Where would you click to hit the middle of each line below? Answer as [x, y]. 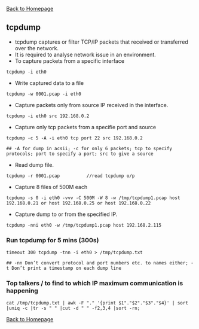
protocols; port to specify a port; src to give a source [80, 154]
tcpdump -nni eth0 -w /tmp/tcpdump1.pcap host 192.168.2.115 [84, 225]
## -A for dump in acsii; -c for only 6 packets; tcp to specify [89, 148]
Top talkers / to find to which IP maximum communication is [95, 284]
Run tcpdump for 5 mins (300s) [53, 240]
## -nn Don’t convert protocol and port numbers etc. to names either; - [100, 263]
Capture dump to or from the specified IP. [66, 214]
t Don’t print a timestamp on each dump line [64, 269]
